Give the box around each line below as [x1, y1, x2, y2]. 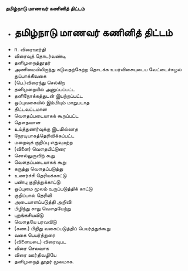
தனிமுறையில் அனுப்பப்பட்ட [14, 85, 75, 92]
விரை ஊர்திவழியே [14, 251, 57, 258]
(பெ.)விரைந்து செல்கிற [14, 79, 65, 86]
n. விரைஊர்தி [14, 45, 46, 52]
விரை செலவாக [14, 244, 49, 252]
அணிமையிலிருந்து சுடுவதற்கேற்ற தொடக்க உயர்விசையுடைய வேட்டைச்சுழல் [14, 65, 182, 72]
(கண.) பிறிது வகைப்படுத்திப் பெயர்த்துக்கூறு [14, 224, 111, 232]
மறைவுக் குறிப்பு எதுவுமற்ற [14, 138, 73, 146]
